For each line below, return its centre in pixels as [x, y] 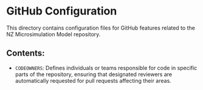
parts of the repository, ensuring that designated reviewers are [93, 74]
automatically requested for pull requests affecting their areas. [93, 80]
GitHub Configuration [62, 11]
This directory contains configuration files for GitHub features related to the [101, 28]
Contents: [26, 53]
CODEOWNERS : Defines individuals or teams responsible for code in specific [106, 68]
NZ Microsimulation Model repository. [53, 34]
